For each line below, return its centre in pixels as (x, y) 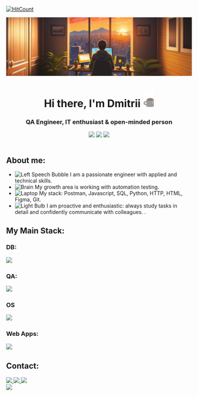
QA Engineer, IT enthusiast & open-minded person (99, 122)
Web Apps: (22, 334)
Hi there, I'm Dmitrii (92, 104)
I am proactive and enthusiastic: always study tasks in (112, 206)
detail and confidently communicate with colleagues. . (80, 212)
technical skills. (33, 181)
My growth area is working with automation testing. (97, 187)
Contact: (23, 366)
